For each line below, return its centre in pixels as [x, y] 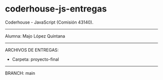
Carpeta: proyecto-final [35, 59]
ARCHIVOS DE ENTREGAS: [32, 50]
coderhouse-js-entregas [56, 9]
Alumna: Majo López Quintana [35, 36]
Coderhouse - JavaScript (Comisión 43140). [49, 22]
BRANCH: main [20, 73]
